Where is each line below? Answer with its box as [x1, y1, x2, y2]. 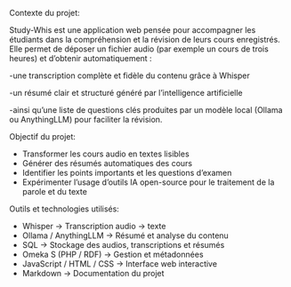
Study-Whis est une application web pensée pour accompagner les [9, 25, 256, 35]
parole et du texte [21, 187, 87, 196]
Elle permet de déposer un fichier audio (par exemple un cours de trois [9, 44, 269, 54]
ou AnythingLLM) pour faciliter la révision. [9, 115, 163, 124]
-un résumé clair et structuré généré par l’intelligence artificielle [9, 88, 243, 98]
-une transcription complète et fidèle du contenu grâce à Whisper [9, 70, 251, 81]
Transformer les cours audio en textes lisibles [21, 148, 190, 159]
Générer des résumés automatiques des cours [21, 158, 193, 168]
